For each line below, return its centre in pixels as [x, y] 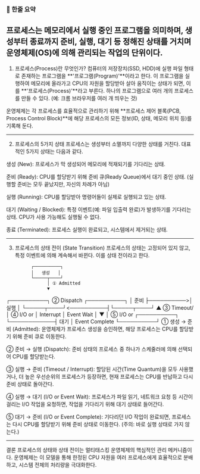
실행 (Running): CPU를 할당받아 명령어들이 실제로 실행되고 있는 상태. [86, 197]
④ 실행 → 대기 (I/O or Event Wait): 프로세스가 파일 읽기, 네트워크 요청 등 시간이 [100, 397]
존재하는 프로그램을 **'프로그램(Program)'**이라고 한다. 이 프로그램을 [102, 76]
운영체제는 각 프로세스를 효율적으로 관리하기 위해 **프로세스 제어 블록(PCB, [94, 111]
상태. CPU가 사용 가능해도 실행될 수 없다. [54, 217]
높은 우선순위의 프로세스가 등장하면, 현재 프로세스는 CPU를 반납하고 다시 [109, 376]
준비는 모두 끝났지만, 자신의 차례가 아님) [63, 184]
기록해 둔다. [20, 126]
